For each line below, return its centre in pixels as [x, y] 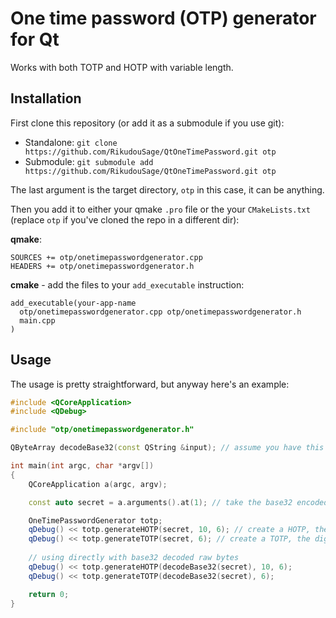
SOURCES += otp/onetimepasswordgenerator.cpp [106, 257]
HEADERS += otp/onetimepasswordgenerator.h [102, 266]
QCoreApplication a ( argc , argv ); [98, 484]
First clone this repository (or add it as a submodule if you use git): [147, 123]
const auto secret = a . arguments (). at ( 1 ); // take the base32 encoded [178, 502]
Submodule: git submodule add [89, 161]
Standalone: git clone [71, 142]
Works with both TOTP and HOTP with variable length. [122, 67]
